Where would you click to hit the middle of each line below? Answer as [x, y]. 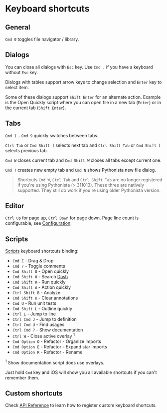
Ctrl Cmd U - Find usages [38, 325]
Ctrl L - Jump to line [34, 314]
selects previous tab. [27, 150]
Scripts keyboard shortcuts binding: [42, 251]
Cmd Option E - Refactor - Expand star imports [60, 346]
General [18, 27]
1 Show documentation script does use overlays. [55, 362]
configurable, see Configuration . [39, 223]
